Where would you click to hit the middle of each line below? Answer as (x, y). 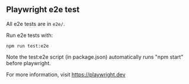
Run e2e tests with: (30, 35)
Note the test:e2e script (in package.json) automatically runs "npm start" (95, 57)
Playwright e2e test (43, 10)
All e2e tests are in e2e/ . (36, 23)
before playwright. (29, 63)
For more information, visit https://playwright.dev (66, 74)
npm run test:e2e (28, 46)
